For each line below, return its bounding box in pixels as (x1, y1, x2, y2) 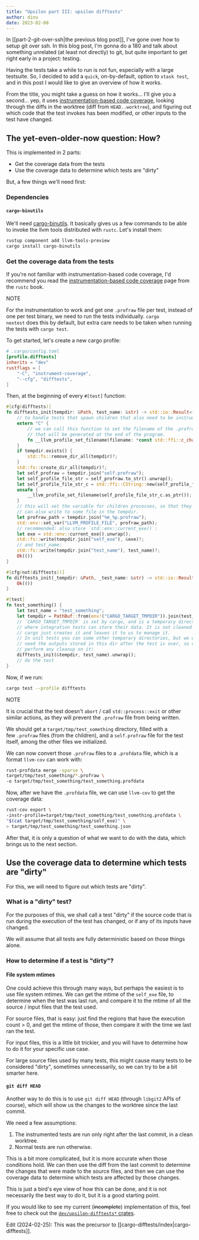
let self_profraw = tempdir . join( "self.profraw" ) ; (17, 470, 145, 476)
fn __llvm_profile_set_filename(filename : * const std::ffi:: (27, 437, 182, 443)
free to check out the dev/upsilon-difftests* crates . (6, 1210, 136, 1217)
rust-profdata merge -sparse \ (6, 767, 84, 773)
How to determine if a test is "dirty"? (6, 956, 114, 965)
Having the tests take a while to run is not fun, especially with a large (6, 67, 174, 74)
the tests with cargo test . (6, 325, 69, 333)
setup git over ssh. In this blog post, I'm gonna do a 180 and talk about (6, 42, 178, 49)
